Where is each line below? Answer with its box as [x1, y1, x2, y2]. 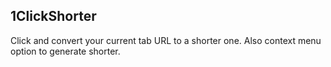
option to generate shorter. [10, 45, 121, 57]
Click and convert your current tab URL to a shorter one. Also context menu [10, 34, 322, 46]
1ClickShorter [10, 8, 97, 25]
